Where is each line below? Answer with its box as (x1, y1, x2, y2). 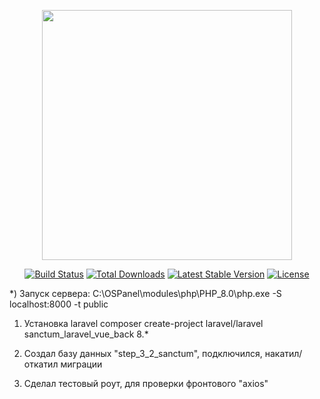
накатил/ (264, 348, 303, 359)
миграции (60, 358, 103, 370)
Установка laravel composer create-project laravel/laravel (23, 318, 264, 329)
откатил (23, 358, 59, 370)
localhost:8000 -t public (9, 298, 109, 310)
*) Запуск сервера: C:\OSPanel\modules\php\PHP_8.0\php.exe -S (9, 288, 282, 299)
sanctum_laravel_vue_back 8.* (23, 328, 149, 340)
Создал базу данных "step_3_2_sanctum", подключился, (23, 348, 263, 359)
